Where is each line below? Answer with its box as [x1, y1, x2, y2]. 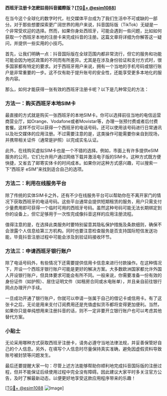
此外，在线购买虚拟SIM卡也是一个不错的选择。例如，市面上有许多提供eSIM [5, 148, 159, 154]
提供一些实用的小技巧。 [18, 40, 66, 46]
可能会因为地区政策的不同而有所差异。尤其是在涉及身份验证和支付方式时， [5, 57, 158, 63]
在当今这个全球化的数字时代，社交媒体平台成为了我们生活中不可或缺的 [5, 15, 149, 21]
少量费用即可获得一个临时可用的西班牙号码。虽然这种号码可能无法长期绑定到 [5, 204, 162, 210]
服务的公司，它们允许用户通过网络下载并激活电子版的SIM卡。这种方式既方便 [5, 154, 162, 160]
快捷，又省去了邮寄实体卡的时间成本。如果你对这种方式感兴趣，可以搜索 [5, 160, 153, 166]
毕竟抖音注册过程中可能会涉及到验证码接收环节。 [13, 234, 114, 240]
